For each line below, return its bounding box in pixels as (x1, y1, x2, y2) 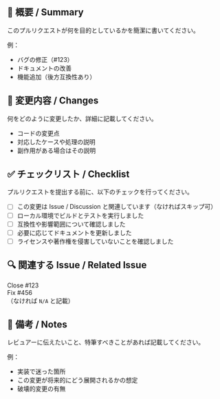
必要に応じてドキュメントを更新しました (16, 228, 132, 236)
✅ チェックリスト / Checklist (7, 168, 130, 181)
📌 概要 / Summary (7, 6, 84, 19)
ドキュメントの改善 (16, 64, 72, 72)
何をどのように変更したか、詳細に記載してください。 (7, 114, 157, 123)
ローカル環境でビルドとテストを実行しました (16, 211, 144, 219)
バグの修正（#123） (16, 55, 74, 63)
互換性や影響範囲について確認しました (16, 220, 126, 228)
